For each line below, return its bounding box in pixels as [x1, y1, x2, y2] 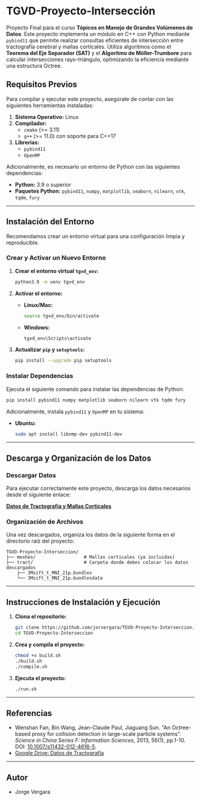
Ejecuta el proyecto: [14, 674, 66, 681]
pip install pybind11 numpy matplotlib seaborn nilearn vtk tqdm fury [6, 397, 186, 403]
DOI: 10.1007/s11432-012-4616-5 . [14, 743, 97, 750]
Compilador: [14, 120, 47, 127]
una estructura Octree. [6, 62, 62, 69]
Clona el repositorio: [14, 613, 67, 620]
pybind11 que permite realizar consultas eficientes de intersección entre [6, 36, 184, 44]
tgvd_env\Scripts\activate [23, 335, 92, 342]
